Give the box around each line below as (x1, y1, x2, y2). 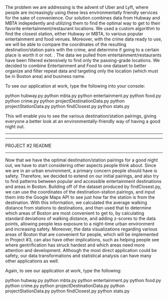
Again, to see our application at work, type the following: (5, 267, 121, 273)
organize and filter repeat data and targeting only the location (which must (5, 68, 158, 74)
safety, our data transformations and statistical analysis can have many (5, 252, 151, 258)
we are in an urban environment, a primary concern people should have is (5, 167, 157, 173)
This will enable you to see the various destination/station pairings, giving (5, 113, 156, 119)
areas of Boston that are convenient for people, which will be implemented (5, 231, 158, 237)
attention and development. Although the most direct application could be (5, 247, 157, 253)
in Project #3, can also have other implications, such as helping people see (5, 237, 159, 242)
